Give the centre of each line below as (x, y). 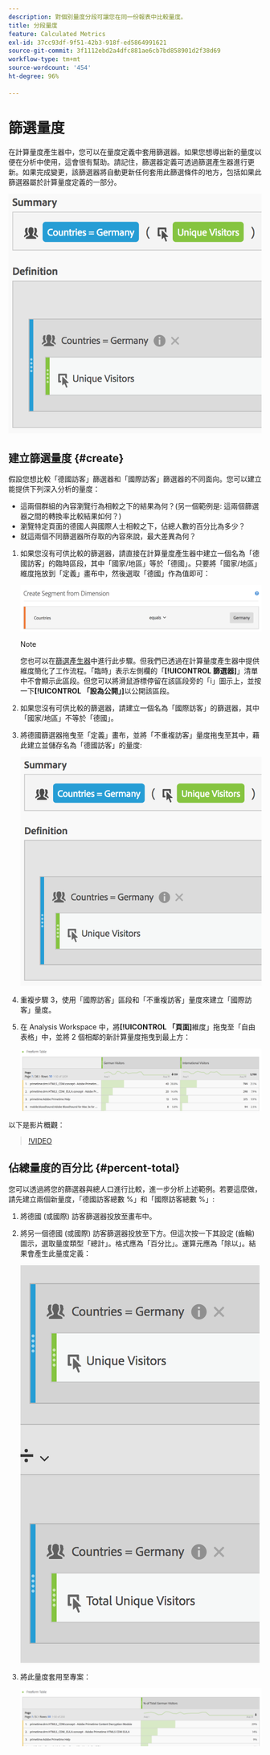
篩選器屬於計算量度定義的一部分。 (65, 182)
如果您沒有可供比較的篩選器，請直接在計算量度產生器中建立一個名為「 (136, 554)
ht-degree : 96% (34, 76)
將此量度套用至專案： (55, 1676)
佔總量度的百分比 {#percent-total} (94, 1168)
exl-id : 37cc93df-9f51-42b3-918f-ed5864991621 (88, 43)
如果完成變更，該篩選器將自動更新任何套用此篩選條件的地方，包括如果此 (142, 172)
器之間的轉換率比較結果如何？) (71, 516)
